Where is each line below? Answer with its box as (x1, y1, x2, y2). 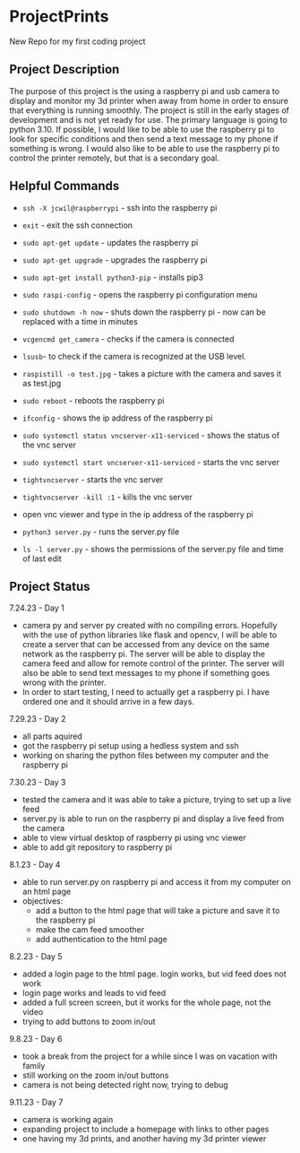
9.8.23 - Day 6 (9, 1034, 63, 1045)
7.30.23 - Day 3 (9, 777, 66, 788)
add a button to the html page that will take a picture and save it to (35, 906, 280, 916)
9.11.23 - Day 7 (9, 1097, 64, 1108)
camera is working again (21, 1114, 114, 1125)
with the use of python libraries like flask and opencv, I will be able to (21, 629, 278, 640)
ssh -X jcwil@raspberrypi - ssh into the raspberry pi (21, 202, 218, 212)
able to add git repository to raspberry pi (21, 842, 173, 853)
